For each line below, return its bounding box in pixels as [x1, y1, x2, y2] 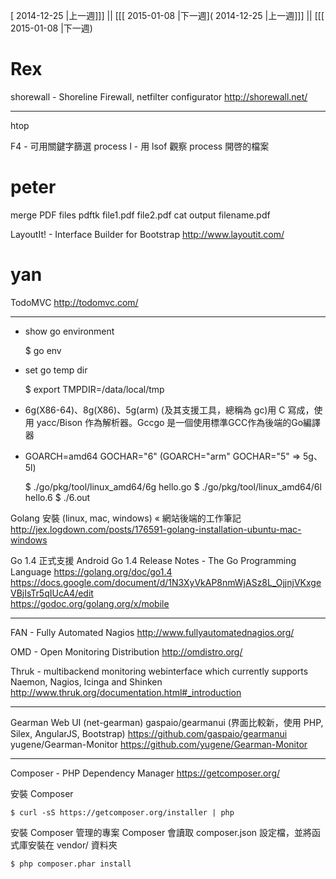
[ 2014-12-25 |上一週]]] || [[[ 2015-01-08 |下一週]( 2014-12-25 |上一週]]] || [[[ [10, 10, 325, 21]
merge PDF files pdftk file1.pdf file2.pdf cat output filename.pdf [10, 209, 271, 221]
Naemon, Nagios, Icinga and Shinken [10, 675, 163, 688]
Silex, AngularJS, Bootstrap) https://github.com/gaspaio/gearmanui [10, 727, 288, 739]
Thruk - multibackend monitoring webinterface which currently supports [10, 665, 309, 677]
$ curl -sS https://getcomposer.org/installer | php [10, 807, 235, 818]
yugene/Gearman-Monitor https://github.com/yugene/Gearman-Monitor [10, 738, 308, 750]
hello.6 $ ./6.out [24, 491, 91, 503]
